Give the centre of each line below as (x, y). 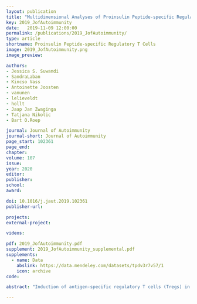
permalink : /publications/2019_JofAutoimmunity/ (67, 33)
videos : (16, 233)
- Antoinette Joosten (33, 88)
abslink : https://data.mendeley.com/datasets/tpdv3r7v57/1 (90, 265)
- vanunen (18, 93)
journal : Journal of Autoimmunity (48, 131)
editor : (16, 174)
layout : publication (31, 11)
